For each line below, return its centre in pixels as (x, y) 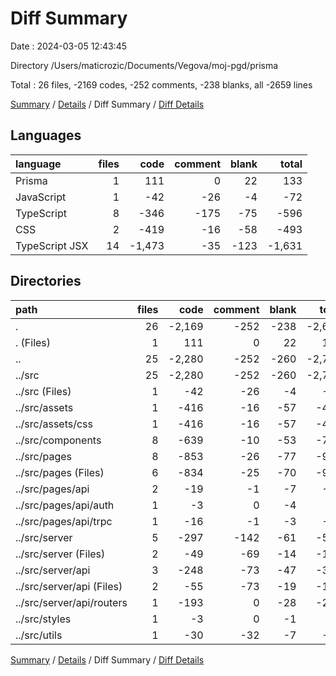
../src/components (58, 440)
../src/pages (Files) (60, 472)
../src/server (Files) (60, 554)
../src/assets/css (54, 424)
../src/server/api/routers (71, 602)
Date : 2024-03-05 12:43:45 (68, 46)
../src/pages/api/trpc (64, 521)
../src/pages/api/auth (65, 505)
